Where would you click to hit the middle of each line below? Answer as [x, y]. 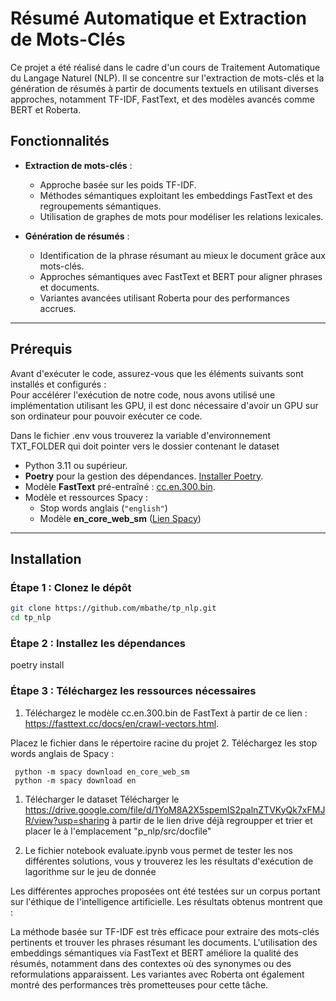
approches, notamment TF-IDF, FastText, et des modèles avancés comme [162, 99]
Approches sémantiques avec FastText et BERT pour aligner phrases [181, 276]
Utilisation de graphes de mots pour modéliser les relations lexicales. [181, 216]
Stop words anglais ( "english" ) [103, 508]
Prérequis [41, 349]
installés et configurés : [58, 384]
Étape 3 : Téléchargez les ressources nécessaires [133, 691]
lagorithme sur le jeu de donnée [90, 871]
